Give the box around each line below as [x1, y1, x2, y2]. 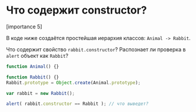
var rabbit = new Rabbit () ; [6, 90, 75, 96]
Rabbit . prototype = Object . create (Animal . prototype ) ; [6, 80, 141, 85]
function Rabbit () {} [6, 74, 59, 80]
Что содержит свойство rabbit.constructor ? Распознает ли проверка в [6, 45, 186, 53]
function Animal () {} [6, 63, 59, 70]
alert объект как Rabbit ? [6, 52, 69, 59]
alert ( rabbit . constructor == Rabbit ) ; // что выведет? [6, 101, 149, 107]
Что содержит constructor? [6, 4, 147, 17]
